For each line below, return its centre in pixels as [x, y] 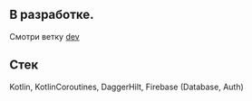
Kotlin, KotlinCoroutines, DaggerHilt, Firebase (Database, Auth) [127, 87]
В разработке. [52, 15]
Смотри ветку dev [44, 36]
